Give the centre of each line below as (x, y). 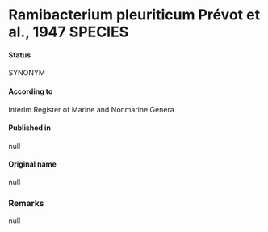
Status (20, 55)
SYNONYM (27, 73)
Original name (32, 164)
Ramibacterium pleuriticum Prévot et (134, 15)
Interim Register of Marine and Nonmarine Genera (92, 109)
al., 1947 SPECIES (69, 32)
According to (31, 91)
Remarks (26, 203)
